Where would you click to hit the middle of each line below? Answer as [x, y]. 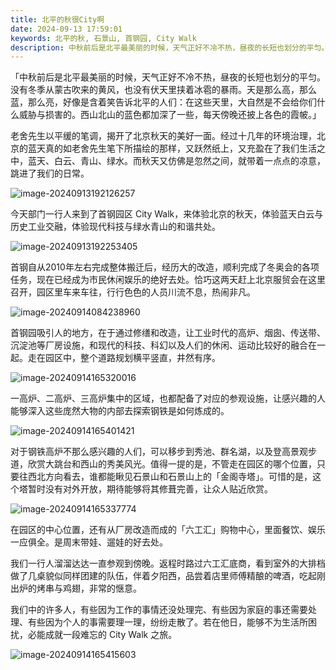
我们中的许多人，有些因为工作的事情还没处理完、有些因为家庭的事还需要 [159, 610]
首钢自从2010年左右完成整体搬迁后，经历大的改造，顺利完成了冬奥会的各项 [165, 267]
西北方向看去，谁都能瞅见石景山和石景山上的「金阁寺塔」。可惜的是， [170, 477]
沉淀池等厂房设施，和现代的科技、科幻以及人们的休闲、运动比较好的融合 [159, 345]
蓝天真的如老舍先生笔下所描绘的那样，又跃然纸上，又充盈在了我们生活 [172, 148]
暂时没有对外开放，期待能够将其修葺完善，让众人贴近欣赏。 [150, 489]
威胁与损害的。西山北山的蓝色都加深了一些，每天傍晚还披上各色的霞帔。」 [170, 115]
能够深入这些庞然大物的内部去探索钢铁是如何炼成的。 [120, 411]
